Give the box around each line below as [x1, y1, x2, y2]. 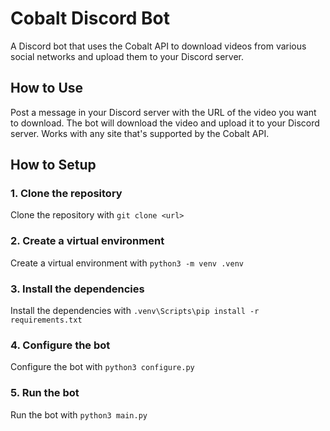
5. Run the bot [10, 386, 80, 400]
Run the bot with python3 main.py [10, 408, 148, 421]
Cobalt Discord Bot [10, 7, 171, 30]
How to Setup [10, 157, 97, 174]
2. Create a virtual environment [10, 234, 165, 248]
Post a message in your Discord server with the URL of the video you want [10, 106, 317, 118]
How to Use [10, 80, 84, 97]
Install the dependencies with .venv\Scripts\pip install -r [10, 305, 260, 317]
